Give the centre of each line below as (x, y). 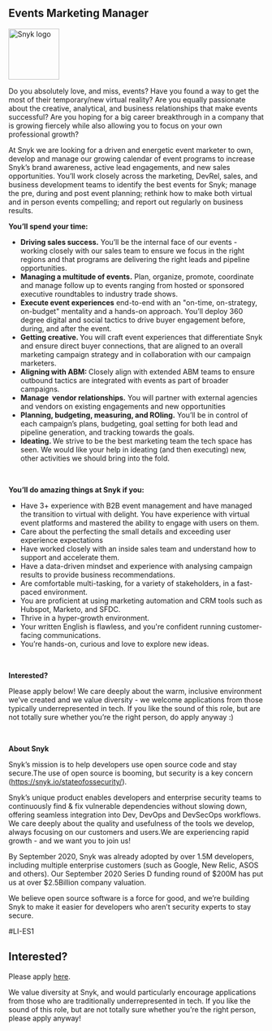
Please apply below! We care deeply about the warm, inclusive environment (135, 691)
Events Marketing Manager (78, 13)
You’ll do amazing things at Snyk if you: (76, 489)
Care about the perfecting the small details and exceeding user (125, 531)
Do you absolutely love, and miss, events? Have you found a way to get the (134, 91)
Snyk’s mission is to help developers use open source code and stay (123, 764)
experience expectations (62, 540)
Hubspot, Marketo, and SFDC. (70, 609)
